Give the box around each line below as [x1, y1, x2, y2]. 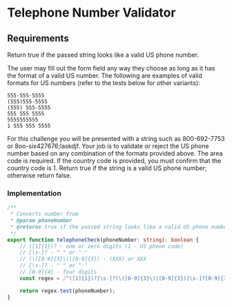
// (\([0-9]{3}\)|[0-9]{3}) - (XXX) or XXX [19, 256, 147, 263]
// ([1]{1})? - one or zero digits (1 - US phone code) [19, 243, 184, 250]
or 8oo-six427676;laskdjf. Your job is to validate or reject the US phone [7, 142, 209, 150]
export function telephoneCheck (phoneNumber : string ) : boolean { [7, 236, 199, 243]
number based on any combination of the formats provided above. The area [7, 149, 223, 157]
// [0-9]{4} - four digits [19, 268, 97, 276]
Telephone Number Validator [7, 5, 176, 21]
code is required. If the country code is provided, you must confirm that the [7, 157, 222, 165]
